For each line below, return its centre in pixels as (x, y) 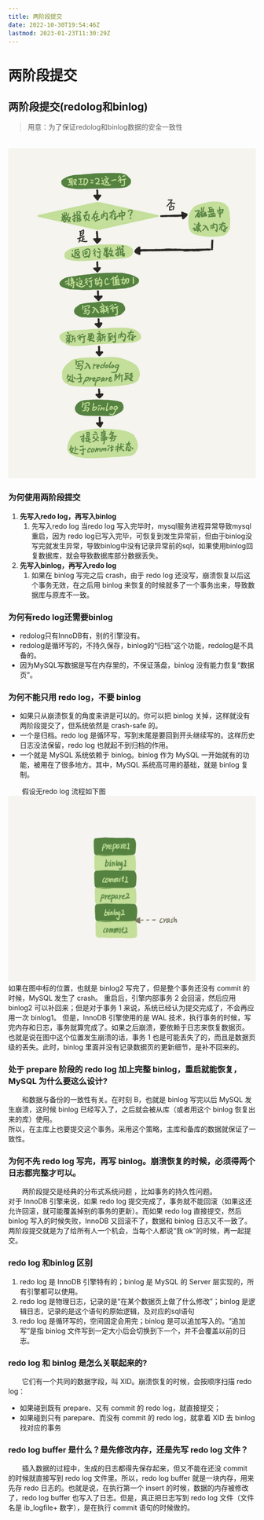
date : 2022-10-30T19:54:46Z (54, 25)
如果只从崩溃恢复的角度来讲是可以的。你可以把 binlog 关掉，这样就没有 (135, 716)
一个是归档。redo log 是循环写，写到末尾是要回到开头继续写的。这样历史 (137, 735)
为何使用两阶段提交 (44, 497)
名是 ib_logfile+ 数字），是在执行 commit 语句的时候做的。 (101, 1507)
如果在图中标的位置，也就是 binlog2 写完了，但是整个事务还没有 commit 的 (129, 988)
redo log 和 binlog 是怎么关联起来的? (78, 1363)
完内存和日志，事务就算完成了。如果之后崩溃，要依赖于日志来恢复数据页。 (128, 1027)
